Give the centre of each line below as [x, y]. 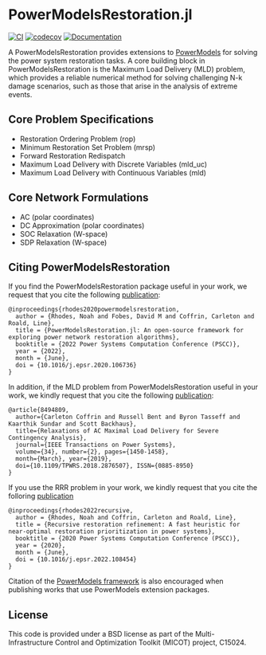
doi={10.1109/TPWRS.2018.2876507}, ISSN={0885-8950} [105, 466]
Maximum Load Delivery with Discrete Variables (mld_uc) [113, 164]
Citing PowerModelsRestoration [89, 267]
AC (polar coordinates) [57, 217]
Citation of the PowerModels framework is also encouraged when [116, 581]
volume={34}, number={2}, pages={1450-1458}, [92, 452]
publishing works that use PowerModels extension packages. [109, 590]
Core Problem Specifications [81, 120]
